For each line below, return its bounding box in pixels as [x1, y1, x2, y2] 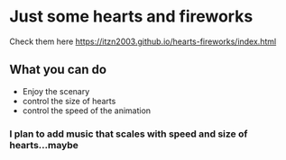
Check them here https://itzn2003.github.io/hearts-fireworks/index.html [9, 36, 277, 47]
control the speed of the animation [22, 105, 152, 116]
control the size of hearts [22, 95, 116, 106]
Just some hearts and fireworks [9, 6, 254, 27]
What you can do [9, 62, 106, 77]
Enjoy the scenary [22, 85, 90, 96]
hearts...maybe [9, 138, 79, 151]
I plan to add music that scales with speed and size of [9, 128, 248, 140]
